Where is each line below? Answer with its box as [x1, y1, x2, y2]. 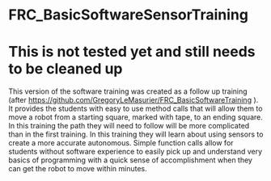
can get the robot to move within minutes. [8, 164, 147, 174]
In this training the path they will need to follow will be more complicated [8, 121, 250, 131]
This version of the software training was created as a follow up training [8, 86, 248, 96]
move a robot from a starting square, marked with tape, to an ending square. [8, 112, 263, 122]
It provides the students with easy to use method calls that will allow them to [8, 103, 263, 114]
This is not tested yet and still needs [8, 43, 256, 61]
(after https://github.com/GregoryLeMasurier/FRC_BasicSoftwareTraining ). [8, 95, 259, 105]
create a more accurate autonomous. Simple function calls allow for [8, 138, 234, 148]
